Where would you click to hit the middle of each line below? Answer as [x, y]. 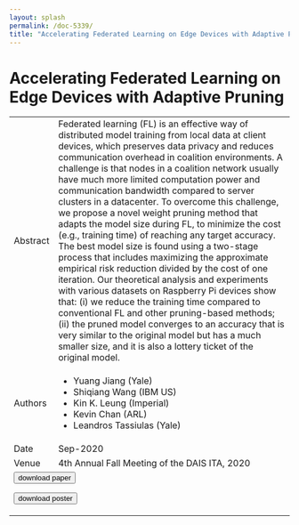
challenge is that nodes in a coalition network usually [168, 168]
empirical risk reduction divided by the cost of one [163, 269]
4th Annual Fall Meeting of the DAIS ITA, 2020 [154, 464]
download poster [45, 499]
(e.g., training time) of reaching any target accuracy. [166, 235]
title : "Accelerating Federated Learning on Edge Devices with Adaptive [147, 34]
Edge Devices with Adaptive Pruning [147, 97]
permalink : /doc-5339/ [51, 26]
